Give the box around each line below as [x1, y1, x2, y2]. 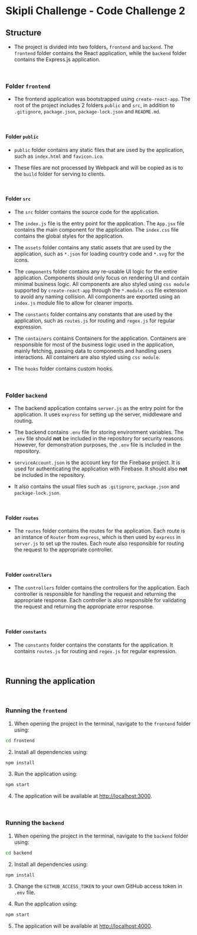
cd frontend [5, 738, 35, 744]
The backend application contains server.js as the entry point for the [14, 405, 183, 411]
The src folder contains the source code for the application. [14, 208, 160, 215]
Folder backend [5, 391, 48, 400]
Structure [5, 28, 42, 38]
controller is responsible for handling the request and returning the [14, 590, 176, 598]
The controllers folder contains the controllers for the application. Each [14, 584, 190, 592]
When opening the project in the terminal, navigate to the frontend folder [14, 720, 191, 727]
